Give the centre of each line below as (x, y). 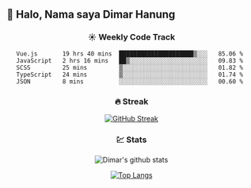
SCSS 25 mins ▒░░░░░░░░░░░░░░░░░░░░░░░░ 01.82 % (130, 67)
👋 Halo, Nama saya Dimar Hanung (91, 15)
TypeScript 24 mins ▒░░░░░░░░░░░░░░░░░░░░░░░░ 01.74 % (130, 75)
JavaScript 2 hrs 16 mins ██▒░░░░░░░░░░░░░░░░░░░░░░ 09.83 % (130, 60)
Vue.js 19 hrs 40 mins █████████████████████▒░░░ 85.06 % (130, 54)
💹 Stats (131, 140)
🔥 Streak (131, 102)
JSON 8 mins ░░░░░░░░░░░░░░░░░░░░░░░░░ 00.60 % (130, 81)
